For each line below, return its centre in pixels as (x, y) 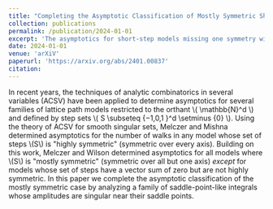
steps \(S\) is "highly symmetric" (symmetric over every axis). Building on (131, 144)
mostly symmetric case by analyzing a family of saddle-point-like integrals (133, 187)
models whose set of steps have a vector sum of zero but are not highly (129, 170)
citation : (25, 69)
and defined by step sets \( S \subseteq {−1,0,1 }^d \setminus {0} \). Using (131, 118)
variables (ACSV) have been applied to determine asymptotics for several (131, 100)
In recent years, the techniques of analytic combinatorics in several (121, 92)
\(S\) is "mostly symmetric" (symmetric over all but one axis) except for (128, 161)
